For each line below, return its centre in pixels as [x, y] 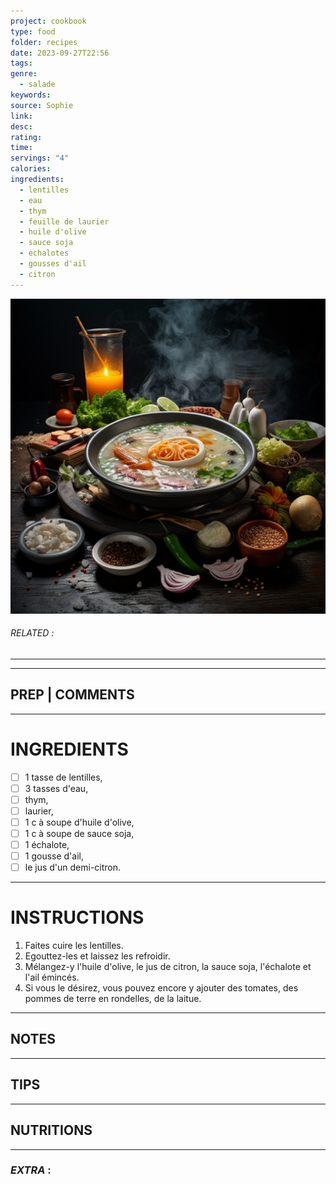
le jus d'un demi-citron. [73, 867]
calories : [31, 169]
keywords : [31, 95]
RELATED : [32, 633]
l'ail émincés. [52, 977]
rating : [26, 137]
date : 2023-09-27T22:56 [60, 53]
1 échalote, [47, 844]
